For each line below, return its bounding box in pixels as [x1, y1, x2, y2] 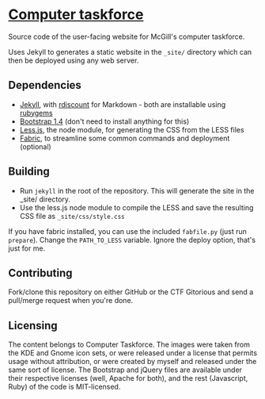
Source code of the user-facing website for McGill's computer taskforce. [8, 32, 245, 41]
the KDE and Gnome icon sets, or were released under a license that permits [8, 348, 258, 358]
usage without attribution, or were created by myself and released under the [8, 357, 257, 366]
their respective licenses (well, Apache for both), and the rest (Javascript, [8, 374, 248, 383]
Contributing [8, 266, 73, 279]
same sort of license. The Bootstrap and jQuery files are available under [8, 365, 243, 374]
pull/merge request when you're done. [8, 296, 134, 305]
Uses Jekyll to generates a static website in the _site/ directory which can [8, 47, 252, 56]
